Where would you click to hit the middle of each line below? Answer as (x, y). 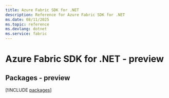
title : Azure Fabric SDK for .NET (42, 10)
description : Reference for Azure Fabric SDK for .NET (65, 15)
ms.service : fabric (26, 34)
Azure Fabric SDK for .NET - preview (85, 59)
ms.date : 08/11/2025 (27, 19)
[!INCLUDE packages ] (29, 90)
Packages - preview (38, 78)
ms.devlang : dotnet (26, 29)
